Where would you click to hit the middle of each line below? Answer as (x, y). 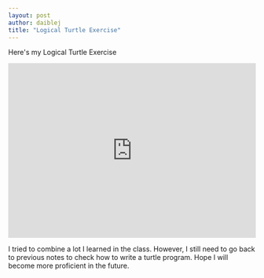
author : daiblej (35, 23)
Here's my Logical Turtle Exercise (62, 53)
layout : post (29, 15)
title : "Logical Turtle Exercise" (65, 30)
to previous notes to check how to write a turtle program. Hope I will (118, 258)
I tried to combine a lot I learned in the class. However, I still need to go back (132, 249)
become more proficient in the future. (69, 266)
